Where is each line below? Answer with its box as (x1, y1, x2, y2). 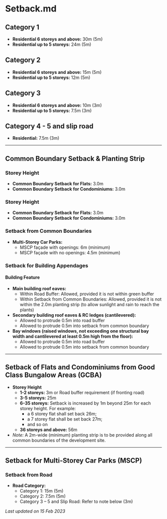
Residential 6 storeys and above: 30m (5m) (12, 36, 103, 42)
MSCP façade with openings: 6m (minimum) (19, 244, 110, 250)
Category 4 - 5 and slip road (5, 122, 93, 130)
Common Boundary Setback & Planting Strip (5, 154, 145, 163)
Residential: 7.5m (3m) (12, 135, 60, 141)
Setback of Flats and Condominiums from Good (5, 363, 155, 372)
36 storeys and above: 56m (19, 427, 78, 433)
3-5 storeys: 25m (19, 395, 57, 401)
